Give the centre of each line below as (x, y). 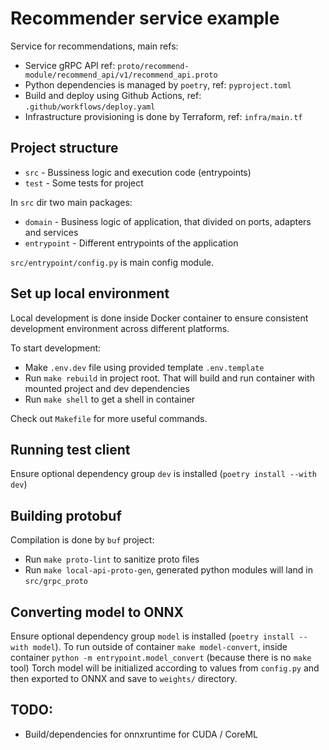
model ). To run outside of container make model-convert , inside (160, 646)
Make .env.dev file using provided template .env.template (144, 367)
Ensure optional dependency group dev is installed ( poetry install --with (163, 474)
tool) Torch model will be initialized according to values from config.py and (165, 668)
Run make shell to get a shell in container (110, 399)
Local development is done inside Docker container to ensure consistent (159, 318)
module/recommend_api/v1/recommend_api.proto (121, 75)
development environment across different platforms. (120, 328)
